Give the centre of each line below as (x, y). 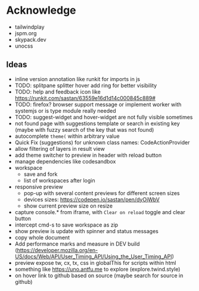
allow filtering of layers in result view (60, 148)
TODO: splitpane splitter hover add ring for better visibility (86, 85)
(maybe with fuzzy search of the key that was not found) (84, 129)
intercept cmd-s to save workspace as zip (66, 225)
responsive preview (39, 187)
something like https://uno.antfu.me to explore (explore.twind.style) (97, 269)
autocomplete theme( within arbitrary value (67, 136)
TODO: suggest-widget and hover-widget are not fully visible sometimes (104, 117)
